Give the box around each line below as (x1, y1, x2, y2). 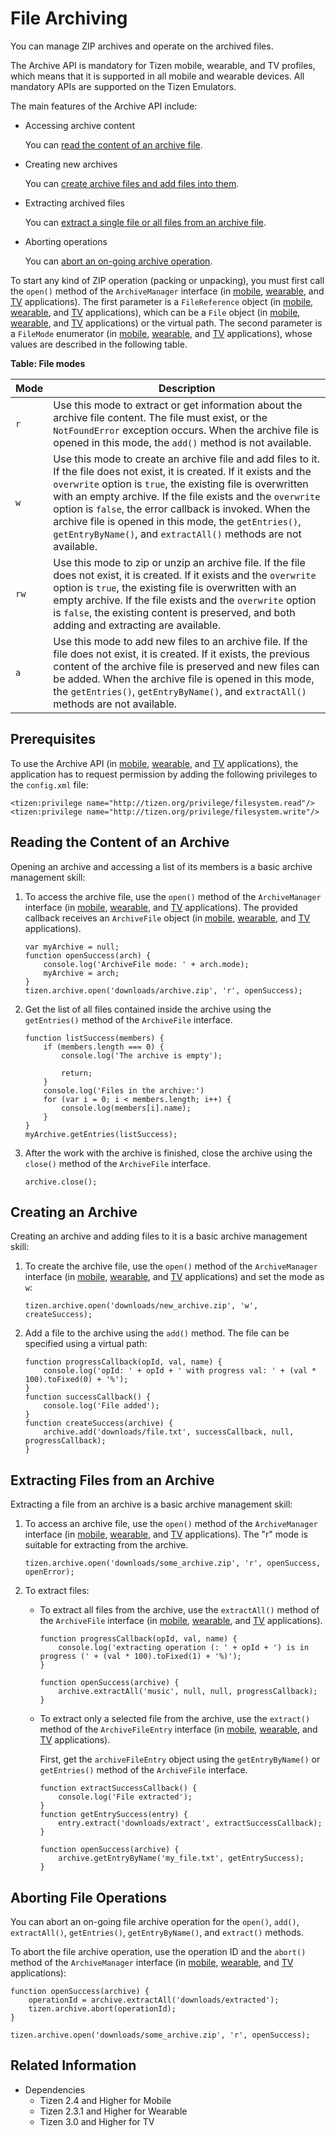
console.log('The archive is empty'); (61, 1050, 223, 1061)
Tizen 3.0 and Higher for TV (39, 2115, 155, 2127)
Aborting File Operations (10, 1889, 168, 1906)
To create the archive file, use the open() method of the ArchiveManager (24, 1260, 318, 1272)
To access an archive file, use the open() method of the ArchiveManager (24, 1518, 318, 1530)
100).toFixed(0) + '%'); (24, 1375, 129, 1385)
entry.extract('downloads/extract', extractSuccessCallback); (58, 1818, 323, 1829)
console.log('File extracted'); (58, 1792, 193, 1802)
